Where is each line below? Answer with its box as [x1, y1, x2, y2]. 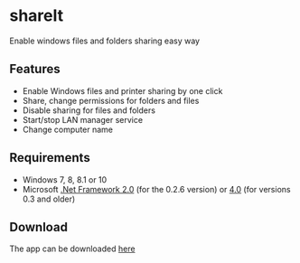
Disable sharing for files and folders [22, 105, 156, 116]
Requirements [9, 150, 90, 165]
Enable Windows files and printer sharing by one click [22, 85, 223, 96]
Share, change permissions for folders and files [22, 95, 200, 106]
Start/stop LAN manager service [22, 114, 143, 125]
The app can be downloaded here [9, 243, 136, 254]
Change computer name [22, 124, 113, 135]
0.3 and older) [22, 193, 76, 204]
